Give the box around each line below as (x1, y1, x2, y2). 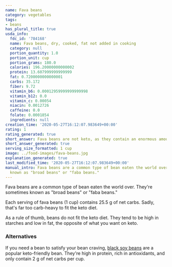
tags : (5, 17, 17, 22)
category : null (10, 46, 42, 51)
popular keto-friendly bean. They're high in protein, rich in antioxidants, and (5, 250, 165, 256)
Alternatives (5, 233, 37, 240)
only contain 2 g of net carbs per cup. (5, 255, 85, 262)
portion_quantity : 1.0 (10, 50, 58, 55)
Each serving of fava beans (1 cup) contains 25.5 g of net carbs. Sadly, (5, 199, 155, 205)
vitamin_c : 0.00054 (10, 98, 52, 103)
